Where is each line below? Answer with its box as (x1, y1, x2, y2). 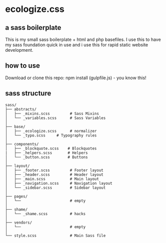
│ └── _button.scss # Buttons (5, 154, 88, 160)
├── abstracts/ (5, 107, 37, 112)
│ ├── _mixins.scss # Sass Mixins (5, 111, 99, 116)
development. (5, 47, 33, 53)
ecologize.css (5, 3, 65, 15)
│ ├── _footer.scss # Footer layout (5, 168, 104, 173)
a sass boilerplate (5, 23, 61, 32)
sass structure (5, 89, 51, 98)
